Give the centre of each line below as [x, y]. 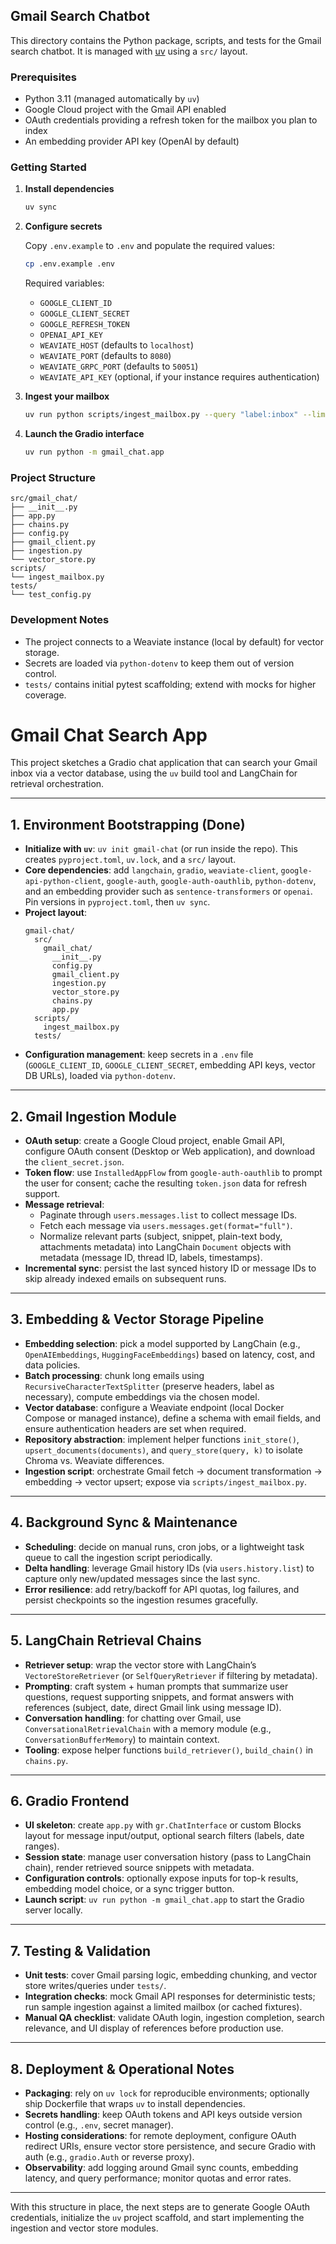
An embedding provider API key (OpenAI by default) [132, 141]
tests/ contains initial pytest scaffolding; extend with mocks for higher [170, 684]
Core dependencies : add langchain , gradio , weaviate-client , [151, 870]
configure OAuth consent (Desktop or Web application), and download [170, 1151]
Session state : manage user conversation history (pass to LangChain [168, 1857]
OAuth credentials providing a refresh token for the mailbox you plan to [171, 120]
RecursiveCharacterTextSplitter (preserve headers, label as [149, 1386]
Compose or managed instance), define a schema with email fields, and [172, 1418]
